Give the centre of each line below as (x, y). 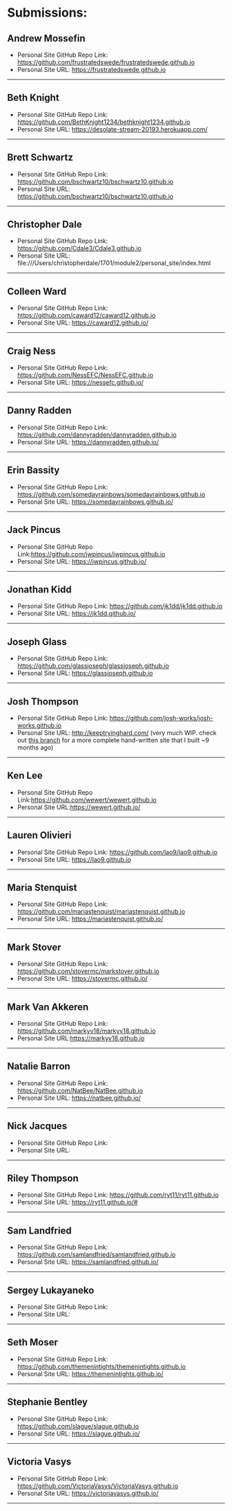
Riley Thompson (43, 1178)
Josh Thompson (43, 702)
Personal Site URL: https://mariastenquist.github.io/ (90, 919)
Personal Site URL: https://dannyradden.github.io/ (88, 442)
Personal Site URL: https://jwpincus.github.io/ (82, 561)
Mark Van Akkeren (48, 1007)
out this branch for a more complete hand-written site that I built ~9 (113, 740)
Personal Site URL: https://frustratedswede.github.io (91, 70)
